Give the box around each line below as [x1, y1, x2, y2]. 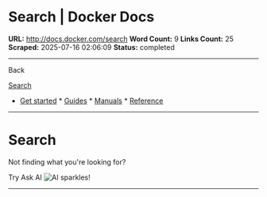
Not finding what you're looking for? [8, 157, 126, 166]
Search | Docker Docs [8, 8, 155, 26]
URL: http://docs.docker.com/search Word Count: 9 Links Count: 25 [8, 34, 234, 44]
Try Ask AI [8, 172, 42, 182]
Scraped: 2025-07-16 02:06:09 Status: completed [8, 42, 175, 51]
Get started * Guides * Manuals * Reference [19, 96, 164, 105]
